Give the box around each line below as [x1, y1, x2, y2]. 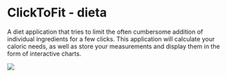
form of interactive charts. [7, 49, 82, 58]
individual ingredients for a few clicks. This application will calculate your [7, 34, 215, 43]
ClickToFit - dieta [7, 5, 107, 21]
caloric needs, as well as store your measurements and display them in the [7, 42, 220, 50]
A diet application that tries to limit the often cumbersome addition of [7, 27, 203, 36]
